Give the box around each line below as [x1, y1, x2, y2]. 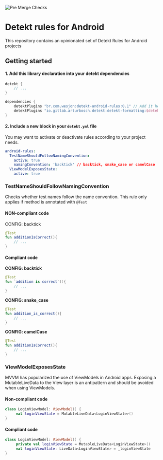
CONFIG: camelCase [5, 329, 48, 335]
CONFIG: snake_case [5, 297, 49, 303]
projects [5, 43, 22, 49]
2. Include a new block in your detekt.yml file [5, 123, 97, 129]
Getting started [5, 57, 52, 65]
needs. [5, 139, 19, 145]
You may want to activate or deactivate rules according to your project [5, 134, 146, 140]
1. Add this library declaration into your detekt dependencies [5, 71, 130, 76]
